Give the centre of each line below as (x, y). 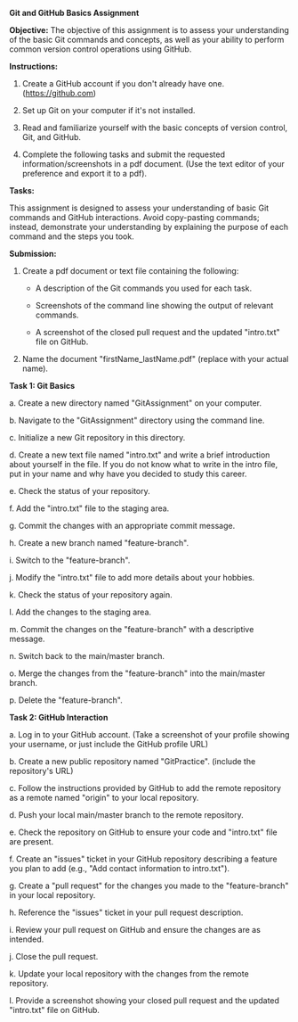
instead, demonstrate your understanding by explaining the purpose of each (149, 227)
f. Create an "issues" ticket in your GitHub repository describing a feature (143, 859)
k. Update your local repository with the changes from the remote (129, 974)
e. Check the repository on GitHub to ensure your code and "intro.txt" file (143, 832)
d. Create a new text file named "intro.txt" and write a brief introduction (140, 455)
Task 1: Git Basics (42, 386)
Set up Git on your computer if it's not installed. (109, 110)
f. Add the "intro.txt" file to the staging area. (89, 508)
